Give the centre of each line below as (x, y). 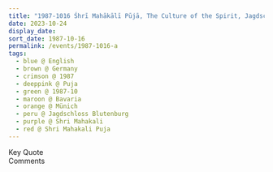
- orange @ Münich (47, 106)
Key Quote (26, 152)
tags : (17, 54)
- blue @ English (45, 62)
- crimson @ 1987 (45, 76)
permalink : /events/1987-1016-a (63, 46)
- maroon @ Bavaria (49, 99)
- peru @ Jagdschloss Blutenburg (72, 114)
